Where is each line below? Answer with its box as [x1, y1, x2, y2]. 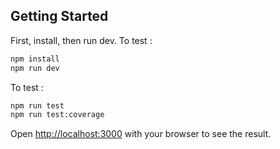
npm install [10, 54, 60, 64]
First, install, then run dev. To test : [10, 34, 153, 46]
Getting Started [10, 8, 109, 25]
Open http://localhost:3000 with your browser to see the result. [10, 128, 272, 140]
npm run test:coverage [10, 110, 105, 120]
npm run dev [10, 63, 60, 73]
